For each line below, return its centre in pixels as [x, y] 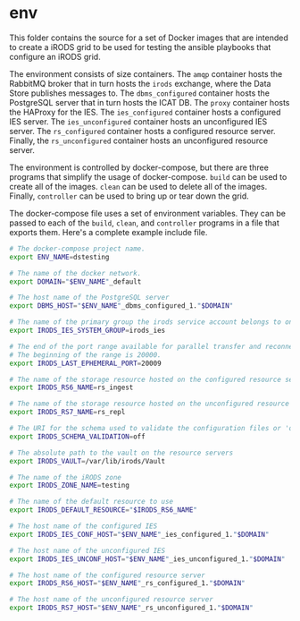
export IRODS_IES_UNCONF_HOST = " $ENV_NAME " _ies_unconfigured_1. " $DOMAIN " [147, 559]
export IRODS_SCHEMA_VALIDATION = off [77, 437]
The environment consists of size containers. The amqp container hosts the [146, 73]
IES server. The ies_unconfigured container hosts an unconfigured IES [138, 121]
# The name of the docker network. [75, 273]
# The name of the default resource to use [92, 502]
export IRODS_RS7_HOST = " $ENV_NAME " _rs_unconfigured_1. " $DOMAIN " [131, 608]
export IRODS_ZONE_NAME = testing [69, 486]
